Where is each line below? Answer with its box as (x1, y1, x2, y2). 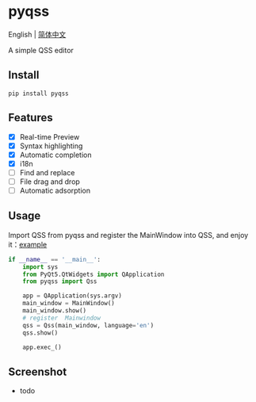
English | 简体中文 (8, 29, 67, 39)
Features (8, 111, 53, 124)
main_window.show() (22, 307, 87, 315)
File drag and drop (19, 177, 81, 186)
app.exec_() (22, 343, 62, 351)
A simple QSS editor (8, 45, 74, 55)
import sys (22, 262, 59, 271)
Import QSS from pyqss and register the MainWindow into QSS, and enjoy (8, 230, 249, 239)
